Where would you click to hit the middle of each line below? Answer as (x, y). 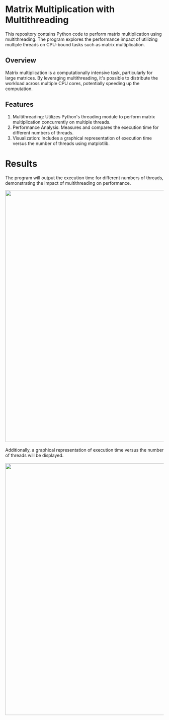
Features (19, 104)
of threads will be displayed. (34, 455)
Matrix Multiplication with (60, 9)
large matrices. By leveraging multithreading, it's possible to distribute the (82, 78)
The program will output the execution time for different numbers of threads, (84, 178)
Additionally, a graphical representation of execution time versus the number (84, 450)
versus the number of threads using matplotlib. (61, 143)
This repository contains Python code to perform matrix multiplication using (83, 34)
